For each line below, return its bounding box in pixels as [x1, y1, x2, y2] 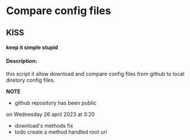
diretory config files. [6, 76, 55, 84]
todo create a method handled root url [14, 128, 107, 136]
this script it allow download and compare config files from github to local [6, 71, 185, 78]
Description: [6, 57, 37, 64]
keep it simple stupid [6, 44, 58, 51]
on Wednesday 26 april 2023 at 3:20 [6, 111, 95, 118]
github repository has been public [14, 99, 97, 106]
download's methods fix [14, 122, 74, 129]
